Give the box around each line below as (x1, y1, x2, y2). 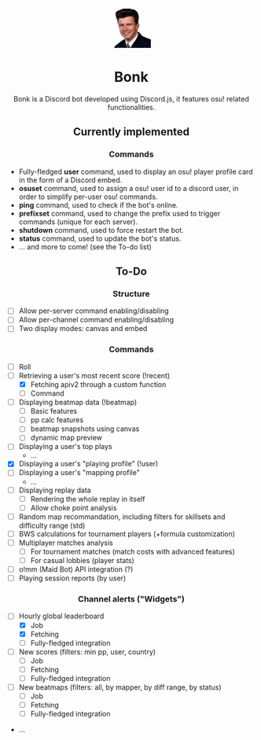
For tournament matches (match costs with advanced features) (30, 547, 235, 556)
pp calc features (30, 415, 84, 425)
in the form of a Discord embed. (18, 175, 123, 185)
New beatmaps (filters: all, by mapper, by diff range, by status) (18, 682, 222, 692)
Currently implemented (72, 125, 190, 138)
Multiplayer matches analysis (18, 538, 113, 547)
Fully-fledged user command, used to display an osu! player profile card (18, 167, 253, 176)
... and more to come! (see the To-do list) (18, 241, 153, 252)
